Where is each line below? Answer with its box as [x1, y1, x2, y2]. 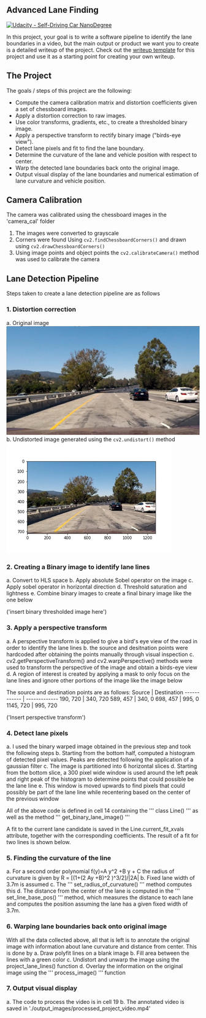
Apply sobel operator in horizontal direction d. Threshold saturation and [6, 583, 187, 590]
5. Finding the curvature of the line [6, 853, 112, 862]
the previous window [6, 795, 59, 802]
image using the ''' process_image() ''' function [6, 969, 126, 976]
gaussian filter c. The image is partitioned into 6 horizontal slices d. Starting [6, 762, 197, 770]
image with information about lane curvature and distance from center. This [6, 942, 197, 950]
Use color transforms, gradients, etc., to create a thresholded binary [15, 118, 188, 125]
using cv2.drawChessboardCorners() [15, 243, 105, 250]
